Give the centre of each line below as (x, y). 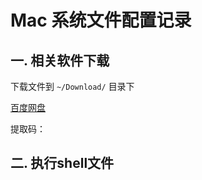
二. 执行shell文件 (62, 163)
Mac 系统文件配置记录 (101, 20)
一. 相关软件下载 (60, 60)
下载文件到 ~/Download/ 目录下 (72, 86)
